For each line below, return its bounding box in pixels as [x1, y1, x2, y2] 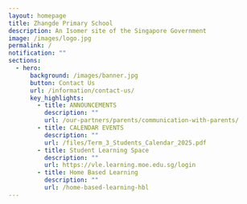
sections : [8, 57, 42, 65]
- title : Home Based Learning [37, 169, 138, 177]
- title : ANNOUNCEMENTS [37, 101, 117, 109]
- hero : [15, 64, 42, 72]
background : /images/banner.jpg [29, 71, 138, 80]
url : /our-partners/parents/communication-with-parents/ [43, 116, 240, 124]
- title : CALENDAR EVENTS [37, 124, 125, 132]
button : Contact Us [29, 79, 95, 87]
